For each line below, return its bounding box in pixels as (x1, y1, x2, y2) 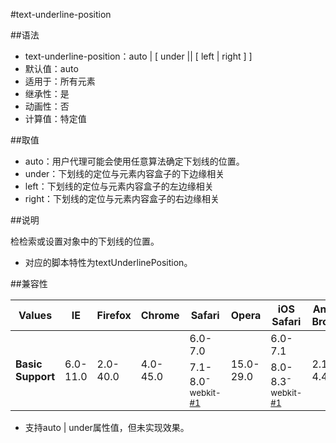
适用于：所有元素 (24, 75, 96, 87)
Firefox (96, 309, 132, 322)
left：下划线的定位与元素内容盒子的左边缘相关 (24, 180, 214, 192)
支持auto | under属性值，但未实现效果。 (24, 422, 190, 434)
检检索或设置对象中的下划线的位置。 (10, 235, 160, 247)
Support (15, 369, 56, 383)
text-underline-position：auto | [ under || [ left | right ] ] (24, 50, 253, 62)
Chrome (140, 309, 180, 322)
